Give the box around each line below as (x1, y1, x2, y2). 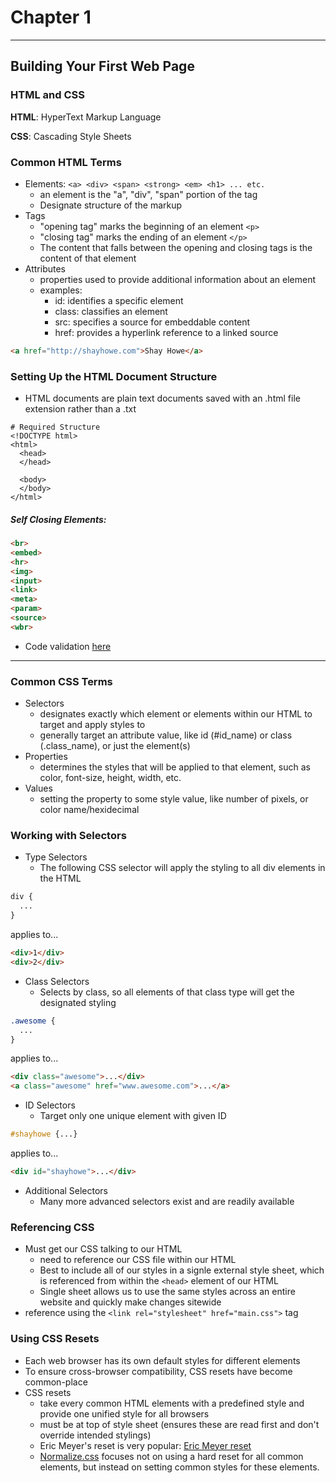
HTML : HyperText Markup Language (10, 111, 162, 123)
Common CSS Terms (10, 674, 113, 688)
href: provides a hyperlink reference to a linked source (54, 326, 279, 338)
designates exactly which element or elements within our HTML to (39, 708, 313, 720)
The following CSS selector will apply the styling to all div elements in (39, 862, 326, 874)
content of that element (39, 252, 137, 264)
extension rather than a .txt (24, 403, 137, 415)
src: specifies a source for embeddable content (54, 316, 251, 328)
